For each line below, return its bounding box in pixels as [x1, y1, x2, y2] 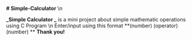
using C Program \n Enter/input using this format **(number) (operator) [6, 23, 178, 29]
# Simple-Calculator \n [6, 5, 63, 12]
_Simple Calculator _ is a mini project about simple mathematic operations [6, 16, 186, 23]
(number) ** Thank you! [6, 28, 65, 35]
